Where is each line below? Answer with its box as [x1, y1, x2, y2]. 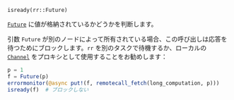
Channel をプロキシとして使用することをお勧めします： [7, 53, 168, 61]
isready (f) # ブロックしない [7, 86, 89, 93]
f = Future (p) [7, 73, 49, 80]
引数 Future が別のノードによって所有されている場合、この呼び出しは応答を [7, 35, 228, 43]
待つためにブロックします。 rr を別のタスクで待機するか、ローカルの [7, 44, 207, 52]
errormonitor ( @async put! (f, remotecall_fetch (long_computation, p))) [7, 80, 220, 87]
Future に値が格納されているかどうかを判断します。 [7, 20, 158, 28]
